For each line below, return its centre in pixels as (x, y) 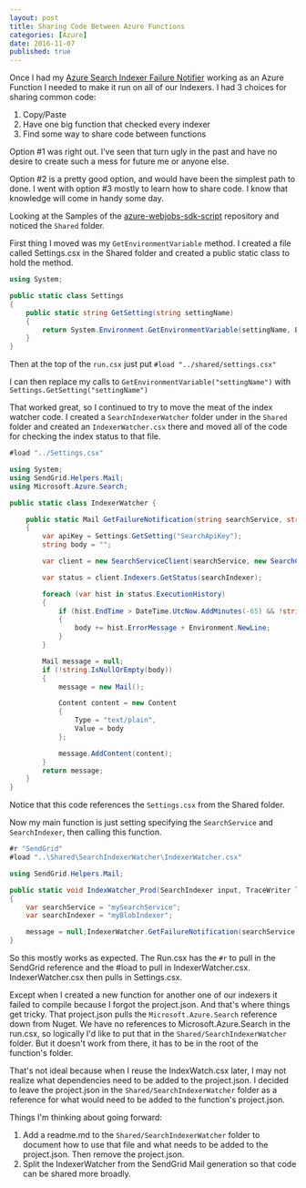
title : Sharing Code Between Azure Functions (97, 26)
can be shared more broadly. (77, 1173)
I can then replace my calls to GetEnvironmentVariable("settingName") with (150, 382)
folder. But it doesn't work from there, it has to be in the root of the (134, 1043)
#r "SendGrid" (36, 849)
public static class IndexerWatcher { (83, 503)
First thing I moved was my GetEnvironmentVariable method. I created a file (150, 243)
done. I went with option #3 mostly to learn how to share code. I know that (149, 189)
